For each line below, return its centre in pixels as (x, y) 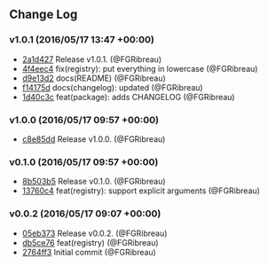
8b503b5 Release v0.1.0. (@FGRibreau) (94, 182)
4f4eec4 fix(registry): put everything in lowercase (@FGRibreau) (140, 68)
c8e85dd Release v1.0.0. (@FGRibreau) (94, 139)
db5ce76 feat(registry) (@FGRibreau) (90, 242)
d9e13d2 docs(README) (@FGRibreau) (94, 78)
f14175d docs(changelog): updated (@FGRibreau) (112, 87)
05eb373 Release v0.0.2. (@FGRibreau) (95, 233)
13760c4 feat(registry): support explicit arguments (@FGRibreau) (141, 191)
